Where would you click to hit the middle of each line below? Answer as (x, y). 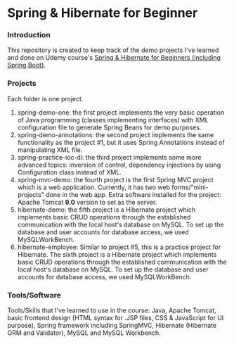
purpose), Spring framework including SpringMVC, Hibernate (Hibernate (112, 326)
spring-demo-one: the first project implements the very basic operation (121, 112)
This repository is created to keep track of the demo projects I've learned (113, 50)
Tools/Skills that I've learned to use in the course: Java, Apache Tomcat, (112, 310)
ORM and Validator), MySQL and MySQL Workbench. (84, 333)
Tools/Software (34, 295)
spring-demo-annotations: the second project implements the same (116, 134)
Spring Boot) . (26, 65)
